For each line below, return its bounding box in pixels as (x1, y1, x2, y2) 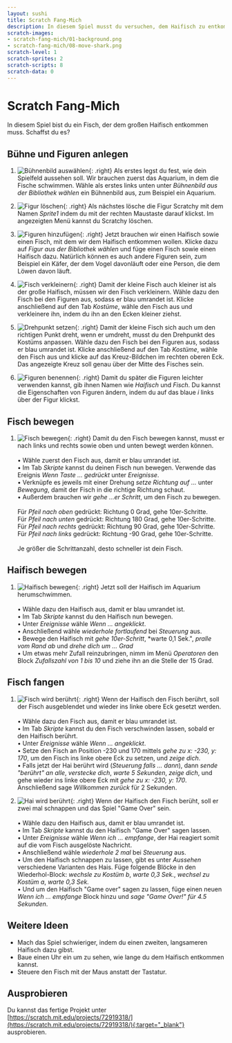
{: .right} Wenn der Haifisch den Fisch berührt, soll (76, 695, 220, 703)
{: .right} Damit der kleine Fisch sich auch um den (75, 323, 216, 332)
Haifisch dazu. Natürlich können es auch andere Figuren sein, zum (17, 252, 207, 260)
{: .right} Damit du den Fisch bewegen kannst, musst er (67, 434, 225, 443)
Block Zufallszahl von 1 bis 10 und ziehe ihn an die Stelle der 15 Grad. (17, 656, 214, 665)
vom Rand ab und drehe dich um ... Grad (17, 641, 133, 650)
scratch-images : (7, 29, 54, 37)
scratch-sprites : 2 (7, 55, 64, 62)
